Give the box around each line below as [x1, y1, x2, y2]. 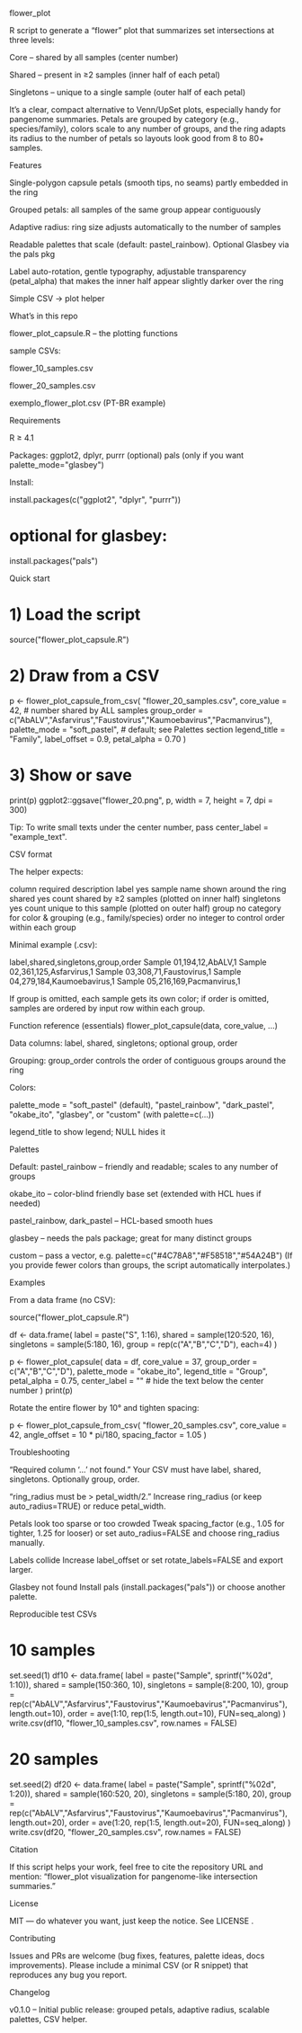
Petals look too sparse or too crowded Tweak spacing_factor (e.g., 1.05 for [9, 1518, 285, 1529]
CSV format [9, 849, 53, 860]
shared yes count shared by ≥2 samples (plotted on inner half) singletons [9, 893, 281, 904]
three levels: [9, 35, 56, 45]
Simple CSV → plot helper [9, 293, 105, 304]
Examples [9, 1277, 46, 1288]
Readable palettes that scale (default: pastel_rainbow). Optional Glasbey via [9, 239, 289, 250]
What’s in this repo [9, 310, 78, 321]
